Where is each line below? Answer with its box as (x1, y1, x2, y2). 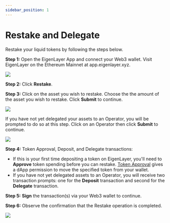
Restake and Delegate (5, 29, 100, 41)
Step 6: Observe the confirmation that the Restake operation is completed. (5, 202, 162, 209)
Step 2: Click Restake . (5, 81, 53, 87)
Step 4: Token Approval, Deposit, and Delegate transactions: (5, 146, 133, 152)
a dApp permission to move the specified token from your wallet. (12, 166, 149, 173)
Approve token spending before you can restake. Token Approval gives (12, 161, 163, 167)
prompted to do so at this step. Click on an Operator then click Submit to (5, 121, 158, 127)
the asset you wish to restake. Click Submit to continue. (5, 96, 123, 102)
